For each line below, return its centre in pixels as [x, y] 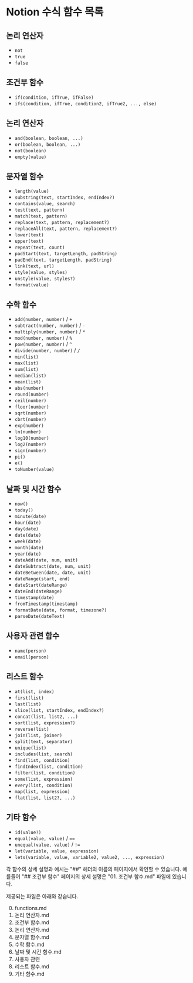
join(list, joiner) [38, 735]
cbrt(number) [31, 420]
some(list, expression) [44, 779]
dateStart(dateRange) [41, 586]
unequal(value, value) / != [47, 844]
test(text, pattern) [40, 210]
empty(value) [31, 157]
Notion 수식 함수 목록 [55, 12]
